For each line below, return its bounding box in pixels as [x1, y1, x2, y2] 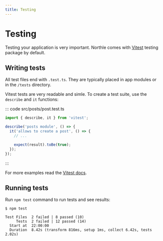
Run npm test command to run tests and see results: [5, 197, 111, 203]
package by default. [5, 49, 46, 55]
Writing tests [5, 64, 46, 72]
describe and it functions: [5, 96, 59, 103]
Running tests [5, 184, 49, 192]
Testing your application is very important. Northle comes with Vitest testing [5, 44, 159, 50]
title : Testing [5, 7, 36, 12]
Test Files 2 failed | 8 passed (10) [5, 215, 84, 220]
